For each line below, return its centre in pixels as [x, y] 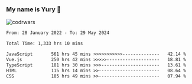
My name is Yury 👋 [33, 9]
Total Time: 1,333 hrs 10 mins [45, 43]
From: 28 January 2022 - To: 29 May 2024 [58, 33]
